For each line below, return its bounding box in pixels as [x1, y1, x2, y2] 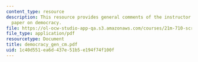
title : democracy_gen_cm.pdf [6, 42, 78, 48]
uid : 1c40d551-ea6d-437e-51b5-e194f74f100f [6, 47, 115, 53]
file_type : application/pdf [6, 31, 75, 37]
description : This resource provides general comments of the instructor [6, 14, 192, 20]
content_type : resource [6, 8, 65, 15]
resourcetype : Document [6, 36, 65, 42]
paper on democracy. [11, 19, 62, 25]
